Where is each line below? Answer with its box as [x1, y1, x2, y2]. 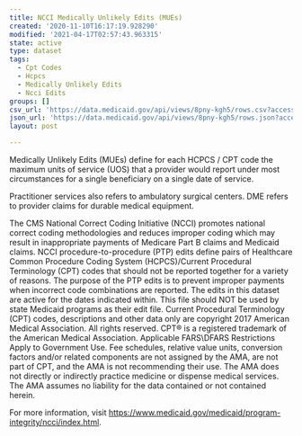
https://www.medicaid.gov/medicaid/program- [108, 407, 281, 418]
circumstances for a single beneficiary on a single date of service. [9, 174, 254, 184]
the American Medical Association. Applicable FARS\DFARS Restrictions [9, 333, 276, 343]
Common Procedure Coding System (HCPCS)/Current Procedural [9, 256, 252, 266]
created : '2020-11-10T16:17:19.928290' [9, 22, 159, 31]
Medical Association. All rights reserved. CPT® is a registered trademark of [9, 323, 288, 334]
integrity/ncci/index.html [9, 417, 100, 427]
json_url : [9, 113, 47, 122]
